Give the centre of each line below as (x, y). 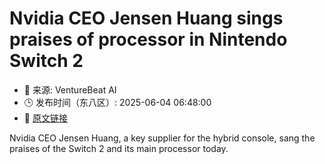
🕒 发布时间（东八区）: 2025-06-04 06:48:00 (117, 102)
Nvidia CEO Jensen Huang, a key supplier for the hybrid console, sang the (162, 138)
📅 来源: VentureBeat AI (70, 89)
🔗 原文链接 (45, 118)
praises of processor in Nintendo (148, 39)
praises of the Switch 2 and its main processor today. (119, 148)
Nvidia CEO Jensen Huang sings (146, 18)
